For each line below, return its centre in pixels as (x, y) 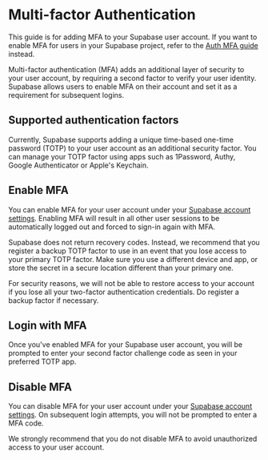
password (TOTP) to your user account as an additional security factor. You (133, 148)
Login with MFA (48, 325)
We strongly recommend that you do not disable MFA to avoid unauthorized (133, 439)
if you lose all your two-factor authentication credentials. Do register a (124, 292)
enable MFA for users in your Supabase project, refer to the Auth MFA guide (133, 45)
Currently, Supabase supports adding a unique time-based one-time (121, 139)
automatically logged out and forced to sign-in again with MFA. (112, 227)
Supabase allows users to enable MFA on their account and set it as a (123, 87)
